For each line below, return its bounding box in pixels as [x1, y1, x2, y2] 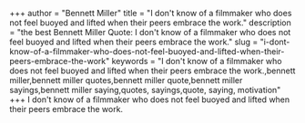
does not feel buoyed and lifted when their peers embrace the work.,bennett [9, 65, 296, 76]
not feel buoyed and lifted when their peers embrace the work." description [9, 17, 291, 28]
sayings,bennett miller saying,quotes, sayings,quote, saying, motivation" [9, 85, 281, 95]
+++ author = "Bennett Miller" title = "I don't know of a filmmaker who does [9, 8, 292, 18]
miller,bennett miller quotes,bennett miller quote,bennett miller [9, 75, 243, 85]
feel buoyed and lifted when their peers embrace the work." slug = [9, 36, 259, 47]
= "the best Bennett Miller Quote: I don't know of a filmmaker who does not [9, 27, 291, 37]
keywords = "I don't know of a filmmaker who [111, 56, 282, 66]
